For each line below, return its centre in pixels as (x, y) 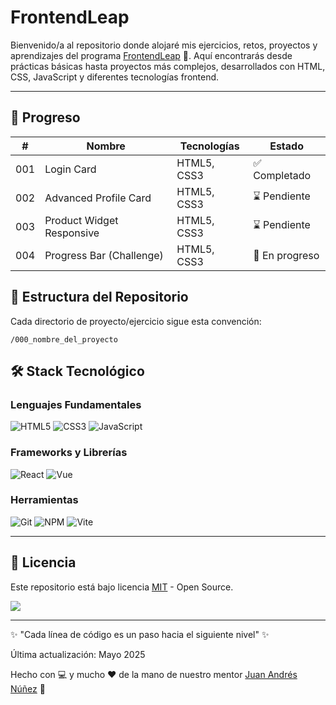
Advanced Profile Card (98, 198)
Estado (286, 146)
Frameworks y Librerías (69, 453)
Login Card (70, 169)
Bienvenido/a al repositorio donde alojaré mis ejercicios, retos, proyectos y (164, 45)
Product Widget (81, 220)
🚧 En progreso (286, 255)
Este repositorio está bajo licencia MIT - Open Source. (122, 587)
